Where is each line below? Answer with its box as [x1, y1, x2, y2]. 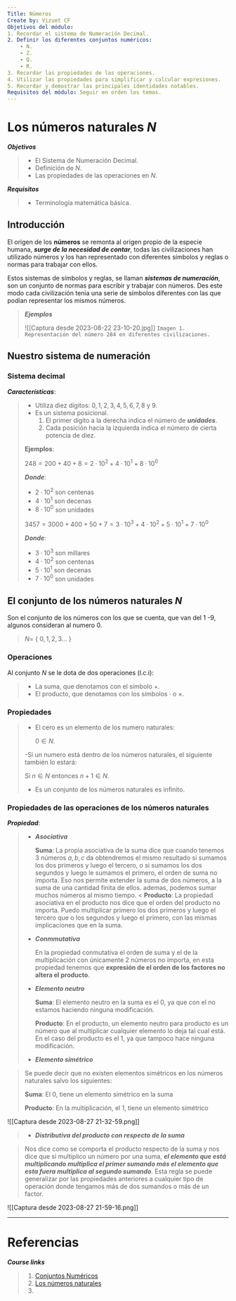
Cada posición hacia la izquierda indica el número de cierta [45, 424, 217, 432]
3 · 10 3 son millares [34, 547, 90, 557]
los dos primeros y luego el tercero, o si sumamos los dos [34, 861, 202, 870]
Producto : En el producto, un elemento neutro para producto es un [34, 1019, 229, 1028]
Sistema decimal [7, 371, 65, 381]
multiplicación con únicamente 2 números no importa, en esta [34, 956, 214, 964]
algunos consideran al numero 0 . [7, 621, 103, 629]
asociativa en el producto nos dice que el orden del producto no [34, 899, 221, 907]
